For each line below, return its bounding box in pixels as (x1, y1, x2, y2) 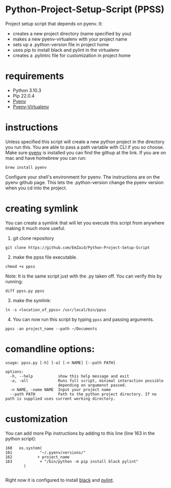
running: (5, 278, 23, 284)
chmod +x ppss (5, 264, 36, 269)
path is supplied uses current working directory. (5, 396, 116, 401)
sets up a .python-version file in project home (12, 41, 109, 47)
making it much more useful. (5, 225, 66, 231)
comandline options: (5, 343, 95, 355)
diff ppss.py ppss (5, 288, 45, 294)
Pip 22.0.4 (12, 92, 35, 99)
